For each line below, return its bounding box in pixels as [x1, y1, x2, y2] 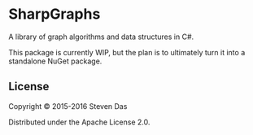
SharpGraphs [8, 5, 101, 24]
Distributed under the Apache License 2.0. [8, 117, 150, 127]
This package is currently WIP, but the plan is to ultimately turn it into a [8, 47, 246, 57]
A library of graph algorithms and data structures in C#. [8, 32, 194, 41]
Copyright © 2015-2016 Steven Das [8, 101, 128, 111]
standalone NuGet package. [8, 56, 103, 66]
